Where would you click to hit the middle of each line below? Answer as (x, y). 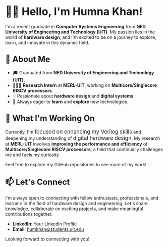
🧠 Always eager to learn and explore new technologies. (70, 102)
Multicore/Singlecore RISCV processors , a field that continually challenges (84, 149)
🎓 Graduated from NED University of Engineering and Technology (83, 72)
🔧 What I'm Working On (50, 118)
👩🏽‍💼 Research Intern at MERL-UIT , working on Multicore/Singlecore (85, 85)
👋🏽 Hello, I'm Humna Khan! (74, 11)
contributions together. (29, 214)
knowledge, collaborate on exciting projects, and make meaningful (74, 209)
